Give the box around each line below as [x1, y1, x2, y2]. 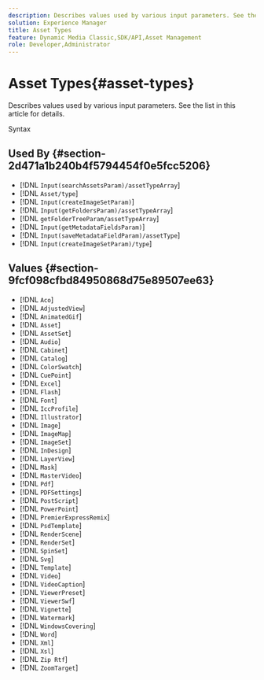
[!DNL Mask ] [19, 462, 57, 471]
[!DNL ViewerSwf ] [19, 596, 75, 605]
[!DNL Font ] [19, 395, 57, 405]
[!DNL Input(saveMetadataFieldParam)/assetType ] [19, 230, 181, 240]
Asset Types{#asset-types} [8, 75, 195, 93]
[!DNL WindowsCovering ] [19, 621, 96, 630]
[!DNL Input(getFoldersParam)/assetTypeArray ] [19, 205, 174, 215]
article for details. [8, 109, 65, 119]
